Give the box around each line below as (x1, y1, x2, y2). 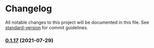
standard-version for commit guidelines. (5, 24, 88, 30)
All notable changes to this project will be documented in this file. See (5, 19, 149, 25)
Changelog (5, 3, 52, 14)
